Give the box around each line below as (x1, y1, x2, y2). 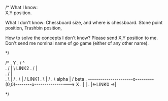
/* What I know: (5, 5, 38, 10)
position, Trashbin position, (5, 25, 62, 31)
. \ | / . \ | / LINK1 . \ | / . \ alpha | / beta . (5, 76, 87, 82)
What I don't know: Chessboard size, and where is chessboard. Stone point (5, 20, 163, 25)
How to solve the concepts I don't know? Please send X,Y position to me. (5, 35, 158, 41)
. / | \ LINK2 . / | (5, 65, 38, 71)
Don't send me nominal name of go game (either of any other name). (5, 40, 149, 46)
